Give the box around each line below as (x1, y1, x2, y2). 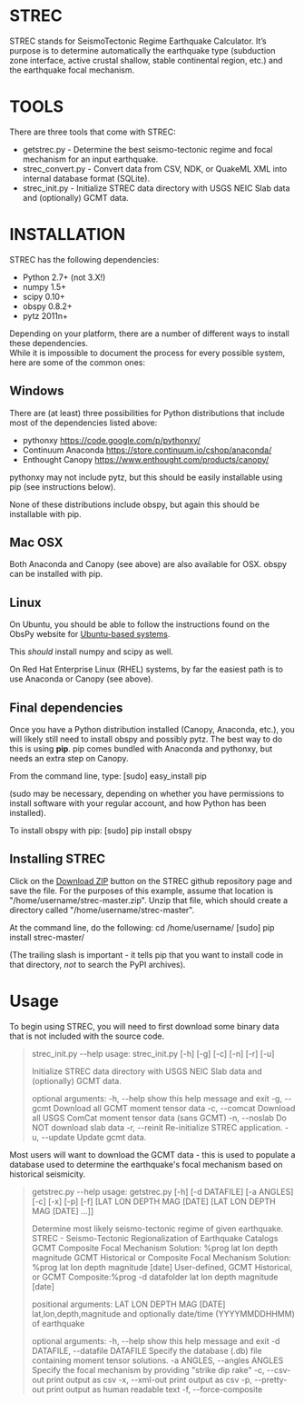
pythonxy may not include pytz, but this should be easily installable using (9, 472, 283, 483)
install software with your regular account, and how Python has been (9, 798, 267, 809)
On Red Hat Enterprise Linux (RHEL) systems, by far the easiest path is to (9, 664, 284, 675)
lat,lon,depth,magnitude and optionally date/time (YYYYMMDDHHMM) (31, 1308, 295, 1319)
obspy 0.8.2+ (22, 301, 73, 312)
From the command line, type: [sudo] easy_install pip (9, 771, 207, 782)
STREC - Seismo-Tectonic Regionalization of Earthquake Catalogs (31, 1232, 279, 1243)
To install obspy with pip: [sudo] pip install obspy (9, 825, 192, 836)
